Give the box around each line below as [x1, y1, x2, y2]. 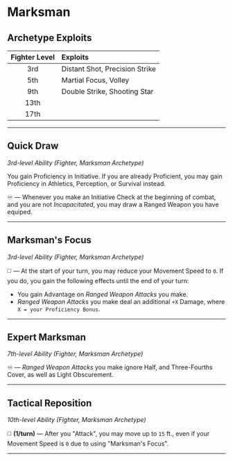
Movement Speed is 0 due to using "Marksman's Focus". [7, 439, 169, 448]
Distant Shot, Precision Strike [61, 64, 156, 74]
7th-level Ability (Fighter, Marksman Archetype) [7, 350, 144, 358]
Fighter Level [10, 53, 55, 62]
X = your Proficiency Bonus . [17, 305, 101, 313]
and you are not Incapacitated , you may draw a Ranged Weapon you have [7, 200, 219, 208]
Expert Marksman [7, 331, 87, 344]
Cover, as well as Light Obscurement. [7, 371, 114, 379]
